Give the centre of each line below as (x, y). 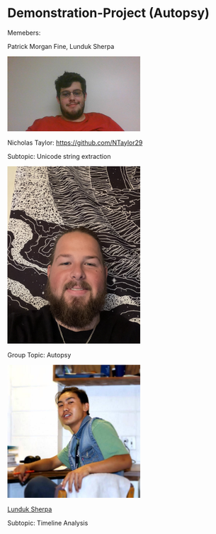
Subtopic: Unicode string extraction (59, 156)
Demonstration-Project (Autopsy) (109, 13)
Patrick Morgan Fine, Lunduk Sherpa (61, 46)
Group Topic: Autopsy (39, 355)
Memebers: (24, 33)
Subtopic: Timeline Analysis (48, 523)
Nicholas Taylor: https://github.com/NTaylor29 (75, 143)
